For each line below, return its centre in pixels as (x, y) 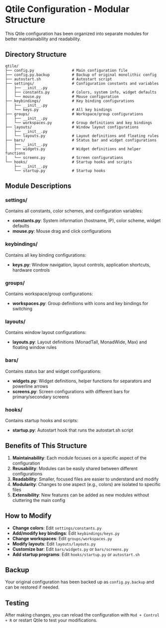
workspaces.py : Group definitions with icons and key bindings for (80, 304)
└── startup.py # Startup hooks (60, 170)
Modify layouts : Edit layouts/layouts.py (54, 544)
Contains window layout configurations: (46, 332)
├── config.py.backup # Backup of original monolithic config (81, 75)
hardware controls (31, 270)
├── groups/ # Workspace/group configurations (74, 114)
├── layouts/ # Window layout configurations (72, 127)
